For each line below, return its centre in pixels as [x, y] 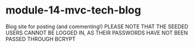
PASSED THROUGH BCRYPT [40, 39]
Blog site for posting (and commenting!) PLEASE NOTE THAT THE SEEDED [97, 26]
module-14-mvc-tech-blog [73, 10]
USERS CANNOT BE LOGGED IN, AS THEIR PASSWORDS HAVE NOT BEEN [97, 32]
